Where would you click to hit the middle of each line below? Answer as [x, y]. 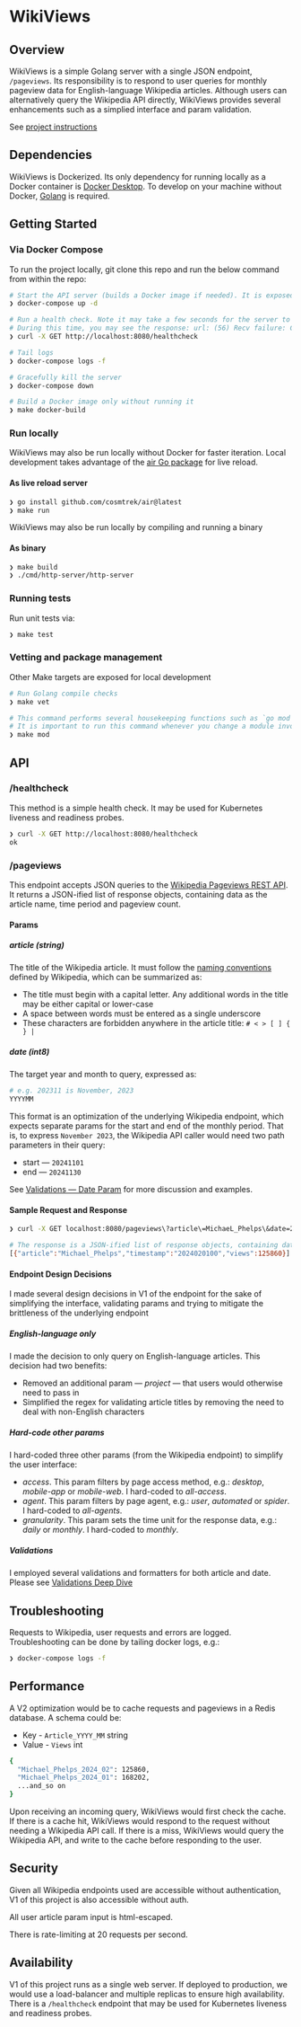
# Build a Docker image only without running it [102, 402]
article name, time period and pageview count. [95, 904]
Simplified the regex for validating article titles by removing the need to [153, 1403]
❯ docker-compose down [52, 385]
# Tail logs [31, 352]
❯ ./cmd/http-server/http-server [72, 575]
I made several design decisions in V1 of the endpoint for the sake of [136, 1294]
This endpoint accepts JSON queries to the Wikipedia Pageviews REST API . [149, 885]
